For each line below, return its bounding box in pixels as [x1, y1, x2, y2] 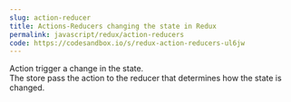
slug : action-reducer [9, 13, 92, 23]
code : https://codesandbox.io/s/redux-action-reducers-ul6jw [9, 38, 246, 48]
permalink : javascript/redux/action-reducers [9, 30, 184, 39]
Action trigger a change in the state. [9, 63, 144, 74]
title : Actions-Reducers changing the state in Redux [9, 22, 218, 31]
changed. [9, 82, 45, 93]
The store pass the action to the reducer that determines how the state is [9, 73, 283, 84]
